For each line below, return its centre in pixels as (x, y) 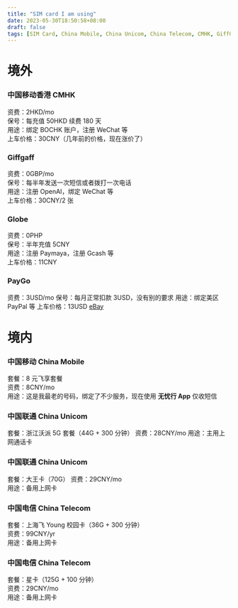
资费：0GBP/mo (31, 174)
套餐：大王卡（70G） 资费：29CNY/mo (65, 479)
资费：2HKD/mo (31, 112)
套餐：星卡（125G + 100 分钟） (52, 580)
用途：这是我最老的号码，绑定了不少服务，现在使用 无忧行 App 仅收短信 (112, 396)
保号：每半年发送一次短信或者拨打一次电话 (69, 183)
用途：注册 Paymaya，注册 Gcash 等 (61, 254)
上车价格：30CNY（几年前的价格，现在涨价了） (77, 139)
